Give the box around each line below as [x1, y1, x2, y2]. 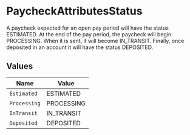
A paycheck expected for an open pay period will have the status [6, 24, 169, 31]
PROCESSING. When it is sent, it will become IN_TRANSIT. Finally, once [6, 37, 185, 44]
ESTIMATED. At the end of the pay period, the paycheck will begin [6, 30, 172, 38]
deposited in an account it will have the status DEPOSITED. [6, 44, 154, 51]
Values [6, 61, 33, 71]
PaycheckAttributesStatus [6, 4, 143, 18]
